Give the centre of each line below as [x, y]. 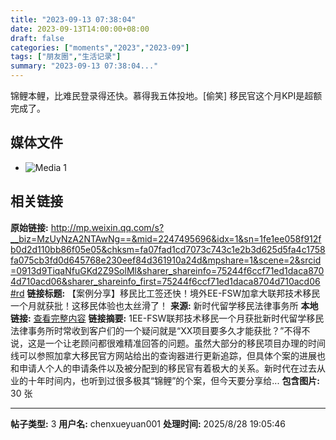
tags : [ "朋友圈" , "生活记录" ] [66, 57]
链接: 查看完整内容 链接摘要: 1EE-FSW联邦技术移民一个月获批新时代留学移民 [167, 318]
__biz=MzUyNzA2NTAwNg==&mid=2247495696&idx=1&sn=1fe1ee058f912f [166, 238]
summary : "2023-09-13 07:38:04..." [84, 66]
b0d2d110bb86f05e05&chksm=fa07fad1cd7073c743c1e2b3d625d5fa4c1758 [168, 249]
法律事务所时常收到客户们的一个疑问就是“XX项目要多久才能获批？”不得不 [160, 330]
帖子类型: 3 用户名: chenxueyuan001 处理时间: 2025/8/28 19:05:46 [148, 423]
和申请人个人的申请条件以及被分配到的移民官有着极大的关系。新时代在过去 [163, 368]
